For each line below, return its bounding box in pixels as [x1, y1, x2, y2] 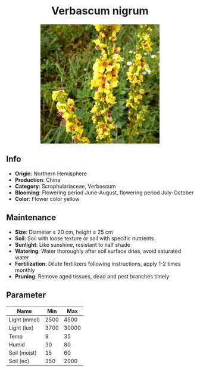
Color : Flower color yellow [14, 195, 80, 202]
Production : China [14, 176, 61, 183]
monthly [14, 266, 35, 274]
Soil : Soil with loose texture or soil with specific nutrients [14, 234, 154, 242]
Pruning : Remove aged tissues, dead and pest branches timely [14, 272, 170, 280]
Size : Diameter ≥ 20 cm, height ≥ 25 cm [14, 228, 113, 235]
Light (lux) [8, 324, 34, 331]
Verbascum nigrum [51, 4, 149, 18]
